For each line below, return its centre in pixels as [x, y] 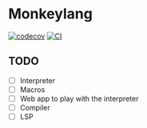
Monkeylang [51, 14]
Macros [32, 90]
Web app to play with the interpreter [79, 98]
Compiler [35, 107]
